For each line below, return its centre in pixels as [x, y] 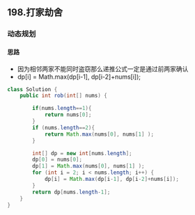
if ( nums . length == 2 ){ [64, 127]
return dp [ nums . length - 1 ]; [71, 192]
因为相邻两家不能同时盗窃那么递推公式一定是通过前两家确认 [103, 69]
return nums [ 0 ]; [68, 115]
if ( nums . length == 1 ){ [62, 109]
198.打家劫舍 [35, 13]
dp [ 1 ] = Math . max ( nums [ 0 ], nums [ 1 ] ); [88, 166]
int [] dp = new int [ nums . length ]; [82, 153]
